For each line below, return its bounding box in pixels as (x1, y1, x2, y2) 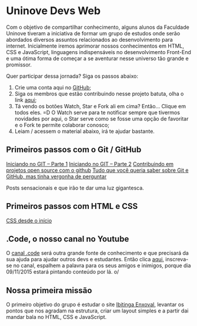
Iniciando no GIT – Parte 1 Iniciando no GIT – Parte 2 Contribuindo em (6, 160, 174, 167)
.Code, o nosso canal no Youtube (6, 234, 129, 244)
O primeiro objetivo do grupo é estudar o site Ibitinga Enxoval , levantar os (6, 301, 184, 308)
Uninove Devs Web (6, 4, 101, 18)
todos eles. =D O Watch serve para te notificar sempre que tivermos (14, 109, 181, 116)
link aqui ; (14, 96, 37, 104)
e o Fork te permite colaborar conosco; (14, 121, 110, 128)
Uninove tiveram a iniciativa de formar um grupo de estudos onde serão (6, 29, 181, 36)
